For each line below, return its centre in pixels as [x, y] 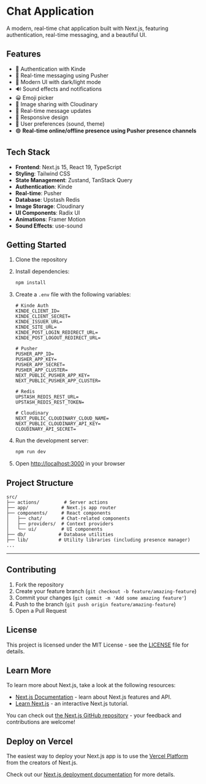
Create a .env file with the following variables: [73, 294]
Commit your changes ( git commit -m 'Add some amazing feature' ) [101, 598]
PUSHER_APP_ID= [35, 354]
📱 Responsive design [42, 117]
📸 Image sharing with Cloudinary [56, 104]
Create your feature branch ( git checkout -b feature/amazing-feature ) [106, 591]
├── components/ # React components [59, 513]
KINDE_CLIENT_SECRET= [43, 317]
